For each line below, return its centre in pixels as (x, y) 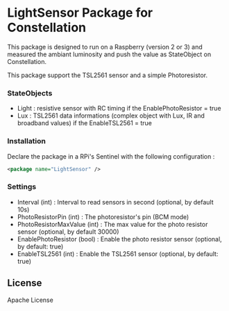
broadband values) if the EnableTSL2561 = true (85, 123)
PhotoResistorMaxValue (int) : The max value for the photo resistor (112, 224)
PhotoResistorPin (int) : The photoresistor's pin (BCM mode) (103, 216)
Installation (27, 141)
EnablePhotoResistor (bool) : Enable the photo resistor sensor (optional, (119, 239)
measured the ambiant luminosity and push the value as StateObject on (109, 54)
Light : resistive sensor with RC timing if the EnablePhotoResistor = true (119, 109)
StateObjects (30, 93)
